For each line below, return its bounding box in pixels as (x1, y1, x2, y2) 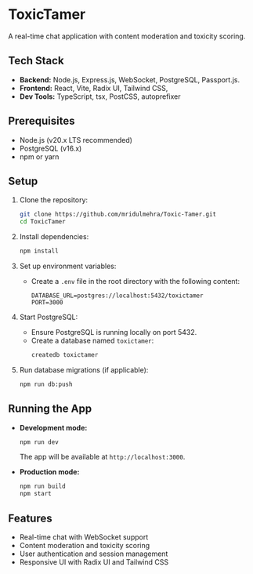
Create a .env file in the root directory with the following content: (31, 277, 240, 285)
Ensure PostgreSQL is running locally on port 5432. (31, 328, 197, 336)
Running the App (8, 402, 92, 416)
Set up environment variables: (19, 261, 117, 271)
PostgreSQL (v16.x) (19, 143, 82, 153)
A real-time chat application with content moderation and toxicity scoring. (8, 31, 246, 41)
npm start (19, 490, 52, 498)
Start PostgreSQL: (19, 312, 78, 322)
